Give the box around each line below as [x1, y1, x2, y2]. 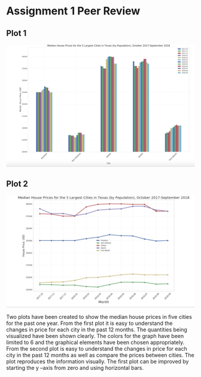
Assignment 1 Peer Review [6, 4, 141, 18]
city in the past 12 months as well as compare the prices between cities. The [6, 352, 194, 359]
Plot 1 [6, 28, 27, 38]
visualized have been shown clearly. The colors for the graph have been [6, 333, 184, 340]
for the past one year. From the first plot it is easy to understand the [6, 319, 173, 327]
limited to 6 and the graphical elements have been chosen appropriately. [6, 339, 185, 346]
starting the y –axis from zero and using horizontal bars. [6, 364, 144, 372]
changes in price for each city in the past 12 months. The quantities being [6, 326, 187, 333]
